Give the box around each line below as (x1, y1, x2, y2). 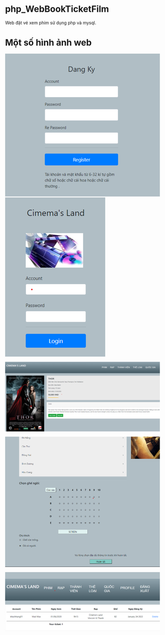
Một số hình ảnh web (5, 37, 92, 48)
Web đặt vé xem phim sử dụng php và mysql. (5, 20, 97, 26)
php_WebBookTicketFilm (5, 3, 110, 15)
